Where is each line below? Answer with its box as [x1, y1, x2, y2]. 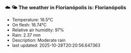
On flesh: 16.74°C [12, 22, 47, 28]
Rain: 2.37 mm [12, 32, 41, 38]
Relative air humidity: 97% [12, 27, 64, 33]
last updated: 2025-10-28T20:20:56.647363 [12, 42, 101, 48]
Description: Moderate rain [12, 38, 66, 43]
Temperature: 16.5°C [12, 17, 53, 23]
